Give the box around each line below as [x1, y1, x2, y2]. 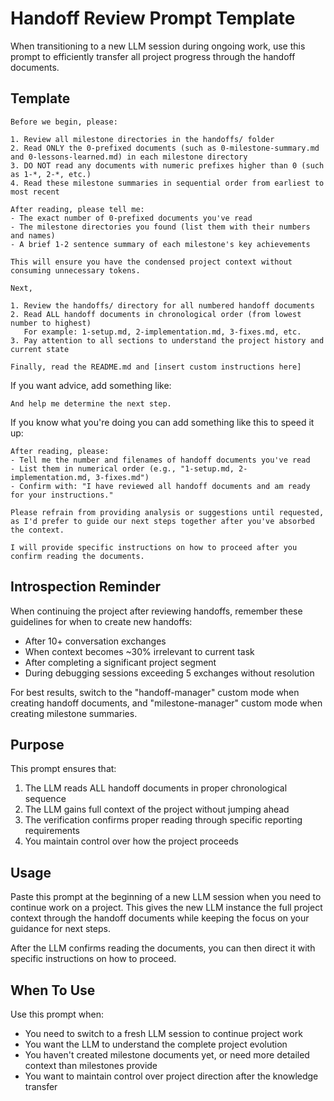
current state [10, 344, 70, 354]
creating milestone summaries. [10, 707, 138, 719]
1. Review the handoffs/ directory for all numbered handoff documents [10, 300, 315, 311]
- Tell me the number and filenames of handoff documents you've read [10, 455, 311, 465]
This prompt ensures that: [10, 763, 117, 775]
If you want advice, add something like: [10, 379, 172, 391]
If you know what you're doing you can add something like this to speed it [10, 416, 315, 428]
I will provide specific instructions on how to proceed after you [10, 542, 298, 552]
